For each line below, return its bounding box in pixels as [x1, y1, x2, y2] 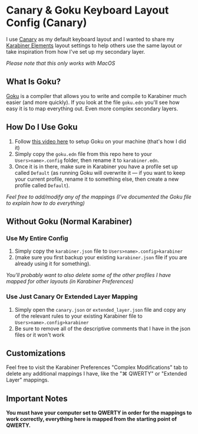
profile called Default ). [14, 181, 70, 189]
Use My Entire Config [6, 234, 69, 242]
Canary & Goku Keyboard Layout [6, 4, 169, 17]
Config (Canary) [6, 16, 87, 30]
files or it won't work [14, 331, 65, 338]
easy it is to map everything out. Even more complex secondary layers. [6, 105, 179, 112]
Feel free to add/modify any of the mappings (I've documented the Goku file [6, 193, 192, 200]
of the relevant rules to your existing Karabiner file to [14, 312, 143, 319]
